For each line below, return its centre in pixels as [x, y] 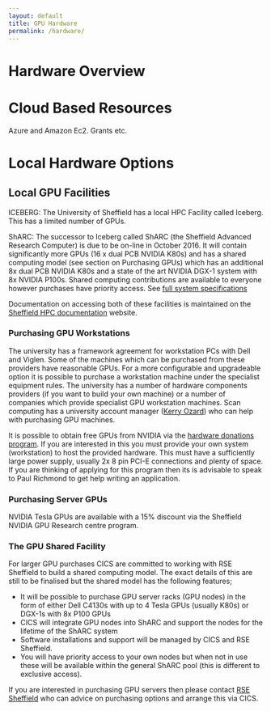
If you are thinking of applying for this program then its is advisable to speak [135, 469]
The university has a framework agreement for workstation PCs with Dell [129, 351]
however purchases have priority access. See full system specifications [128, 288]
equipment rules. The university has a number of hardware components [128, 385]
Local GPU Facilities [59, 193]
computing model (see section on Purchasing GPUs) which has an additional [136, 262]
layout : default [36, 16]
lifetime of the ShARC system [69, 631]
